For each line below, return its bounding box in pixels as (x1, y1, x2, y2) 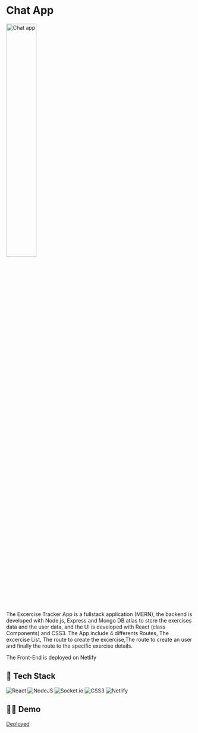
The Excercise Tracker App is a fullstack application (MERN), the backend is (6, 610, 193, 618)
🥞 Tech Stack (6, 671, 56, 681)
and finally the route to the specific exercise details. (6, 642, 133, 649)
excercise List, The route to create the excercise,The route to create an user (6, 636, 192, 643)
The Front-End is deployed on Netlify (6, 654, 97, 661)
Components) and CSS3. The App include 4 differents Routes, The (6, 629, 169, 636)
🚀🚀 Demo (6, 704, 41, 714)
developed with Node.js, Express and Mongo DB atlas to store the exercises (6, 617, 192, 624)
